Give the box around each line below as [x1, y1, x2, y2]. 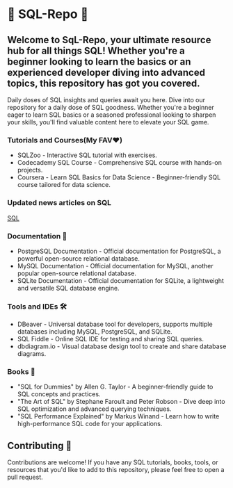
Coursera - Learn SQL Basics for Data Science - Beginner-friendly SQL [17, 173, 221, 181]
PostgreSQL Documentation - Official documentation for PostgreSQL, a [17, 247, 221, 255]
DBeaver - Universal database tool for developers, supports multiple [17, 320, 214, 329]
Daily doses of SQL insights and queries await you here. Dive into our [7, 96, 206, 104]
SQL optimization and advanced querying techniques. [17, 405, 172, 413]
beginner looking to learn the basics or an [7, 56, 191, 67]
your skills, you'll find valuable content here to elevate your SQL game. [7, 118, 209, 126]
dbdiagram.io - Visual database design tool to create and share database [17, 342, 227, 350]
